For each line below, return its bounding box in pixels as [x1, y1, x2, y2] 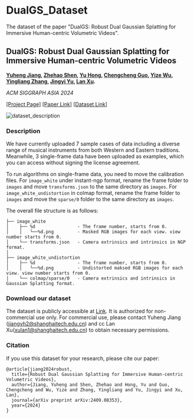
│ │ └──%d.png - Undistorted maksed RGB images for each [6, 265, 183, 271]
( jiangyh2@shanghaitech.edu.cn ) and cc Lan [6, 320, 116, 327]
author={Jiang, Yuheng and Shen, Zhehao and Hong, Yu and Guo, [11, 382, 170, 388]
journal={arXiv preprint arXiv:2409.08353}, [11, 397, 123, 403]
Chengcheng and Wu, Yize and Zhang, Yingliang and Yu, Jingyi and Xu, [6, 386, 183, 393]
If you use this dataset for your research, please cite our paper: [6, 355, 160, 362]
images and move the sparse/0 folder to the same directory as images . [6, 196, 175, 203]
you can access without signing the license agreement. [6, 159, 140, 166]
